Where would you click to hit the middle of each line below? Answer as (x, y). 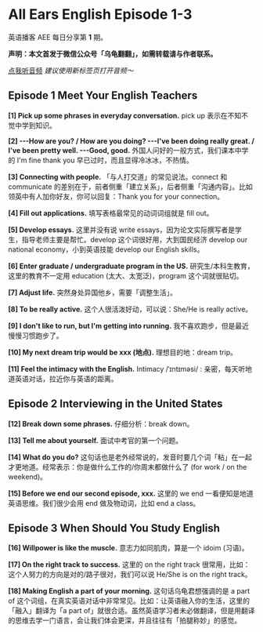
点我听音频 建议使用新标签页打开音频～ (71, 70)
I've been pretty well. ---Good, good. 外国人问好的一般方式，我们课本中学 (128, 150)
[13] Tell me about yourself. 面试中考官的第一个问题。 (95, 440)
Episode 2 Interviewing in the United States (115, 404)
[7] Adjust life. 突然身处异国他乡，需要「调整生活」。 (93, 292)
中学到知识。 (35, 125)
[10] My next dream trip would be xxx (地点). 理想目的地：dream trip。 (122, 352)
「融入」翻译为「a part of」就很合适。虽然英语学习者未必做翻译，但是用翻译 (131, 611)
